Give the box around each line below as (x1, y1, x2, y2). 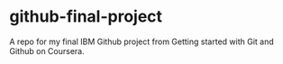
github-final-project (9, 6, 163, 27)
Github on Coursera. (9, 45, 85, 56)
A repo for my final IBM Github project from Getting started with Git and (9, 36, 275, 47)
